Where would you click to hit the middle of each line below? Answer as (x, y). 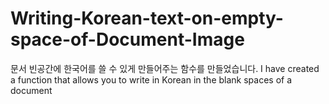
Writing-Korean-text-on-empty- (147, 18)
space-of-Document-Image (127, 39)
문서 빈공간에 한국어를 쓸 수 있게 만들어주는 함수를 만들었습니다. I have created (165, 68)
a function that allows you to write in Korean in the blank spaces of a (151, 79)
